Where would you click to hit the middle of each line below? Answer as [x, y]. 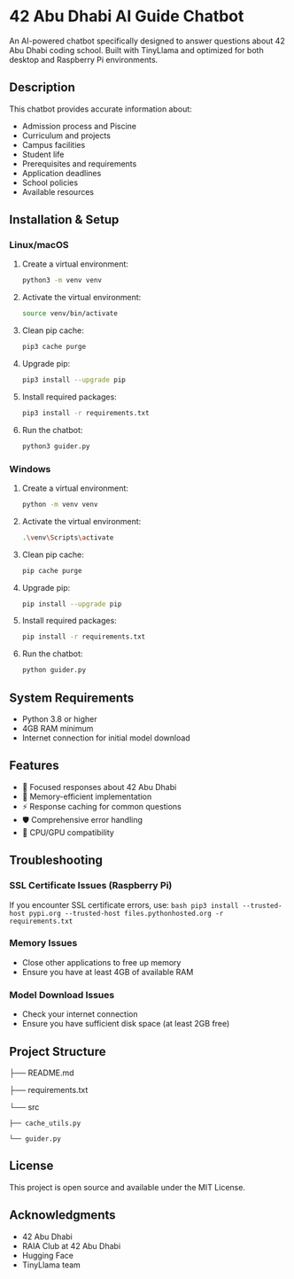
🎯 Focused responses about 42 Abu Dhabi [99, 787]
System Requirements [72, 698]
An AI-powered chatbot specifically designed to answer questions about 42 [147, 41]
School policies [50, 182]
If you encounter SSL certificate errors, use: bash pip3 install [124, 904]
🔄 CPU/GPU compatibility [68, 832]
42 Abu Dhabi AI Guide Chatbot [127, 16]
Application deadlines [62, 173]
